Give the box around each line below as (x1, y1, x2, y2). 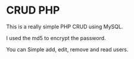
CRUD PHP (6, 4, 60, 17)
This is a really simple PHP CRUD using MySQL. (6, 23, 123, 30)
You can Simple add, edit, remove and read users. (6, 45, 129, 53)
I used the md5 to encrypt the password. (6, 34, 106, 41)
